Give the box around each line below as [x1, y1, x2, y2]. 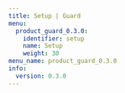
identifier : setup [23, 34, 85, 43]
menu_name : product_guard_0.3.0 [8, 57, 117, 66]
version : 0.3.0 [15, 72, 67, 80]
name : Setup [23, 42, 63, 50]
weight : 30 [23, 49, 60, 57]
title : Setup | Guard [8, 11, 81, 20]
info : [8, 65, 27, 73]
